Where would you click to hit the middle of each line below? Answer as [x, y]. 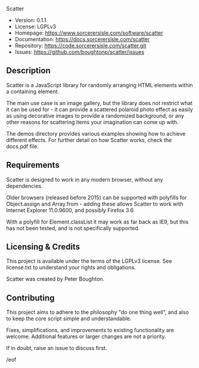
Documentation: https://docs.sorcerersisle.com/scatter [82, 39]
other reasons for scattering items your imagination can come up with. [92, 122]
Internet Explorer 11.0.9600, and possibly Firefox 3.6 [70, 210]
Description [28, 71]
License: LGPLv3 [35, 27]
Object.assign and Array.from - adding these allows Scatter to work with [95, 204]
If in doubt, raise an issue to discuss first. [57, 348]
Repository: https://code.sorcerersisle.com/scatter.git [80, 45]
